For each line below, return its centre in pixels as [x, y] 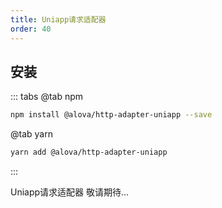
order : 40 [31, 29]
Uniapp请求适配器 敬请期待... [70, 192]
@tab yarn [31, 134]
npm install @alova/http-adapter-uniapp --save [111, 115]
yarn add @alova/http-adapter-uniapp [89, 152]
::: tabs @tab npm [47, 97]
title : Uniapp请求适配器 [58, 19]
